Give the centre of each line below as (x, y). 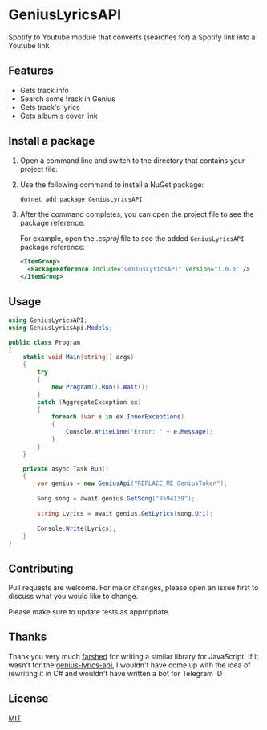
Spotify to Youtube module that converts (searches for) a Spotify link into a (132, 37)
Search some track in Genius (68, 99)
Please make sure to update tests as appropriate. (89, 612)
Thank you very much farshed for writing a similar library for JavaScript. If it (133, 656)
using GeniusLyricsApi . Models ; (61, 328)
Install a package (52, 141)
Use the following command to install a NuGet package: (112, 184)
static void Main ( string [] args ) (79, 357)
